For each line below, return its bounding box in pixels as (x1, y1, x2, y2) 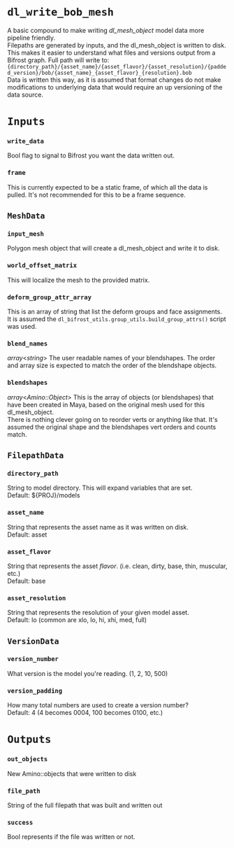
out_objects (7, 755, 48, 763)
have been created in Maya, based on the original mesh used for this (7, 400, 205, 409)
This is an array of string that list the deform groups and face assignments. (7, 307, 222, 316)
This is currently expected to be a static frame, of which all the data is (7, 183, 208, 191)
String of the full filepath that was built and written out (7, 800, 163, 810)
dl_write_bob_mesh (7, 6, 114, 19)
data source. (7, 90, 44, 99)
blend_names (7, 339, 48, 348)
